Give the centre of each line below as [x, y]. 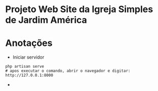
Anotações [29, 43]
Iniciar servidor [28, 57]
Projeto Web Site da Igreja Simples [79, 9]
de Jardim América [46, 20]
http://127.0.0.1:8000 [29, 75]
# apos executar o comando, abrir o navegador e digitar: [68, 71]
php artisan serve [25, 67]
